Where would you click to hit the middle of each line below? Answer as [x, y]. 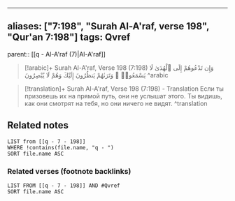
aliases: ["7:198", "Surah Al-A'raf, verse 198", [108, 26]
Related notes [38, 125]
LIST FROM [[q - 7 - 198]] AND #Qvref [64, 186]
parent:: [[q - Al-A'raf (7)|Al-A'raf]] [57, 54]
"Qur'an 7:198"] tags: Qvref [69, 37]
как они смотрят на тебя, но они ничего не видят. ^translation [116, 103]
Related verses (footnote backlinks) [69, 171]
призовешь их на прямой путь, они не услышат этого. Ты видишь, [123, 96]
